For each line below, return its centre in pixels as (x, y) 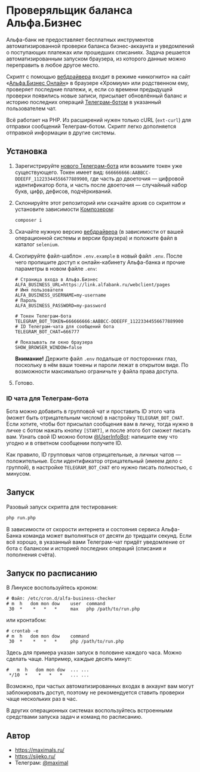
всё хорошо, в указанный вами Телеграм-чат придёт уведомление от (96, 542)
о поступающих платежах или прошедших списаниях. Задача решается (99, 52)
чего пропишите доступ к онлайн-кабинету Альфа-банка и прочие (100, 262)
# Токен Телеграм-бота (43, 316)
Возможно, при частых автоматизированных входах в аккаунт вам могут (100, 686)
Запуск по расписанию (52, 573)
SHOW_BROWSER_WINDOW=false (48, 347)
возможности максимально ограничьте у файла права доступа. (97, 371)
